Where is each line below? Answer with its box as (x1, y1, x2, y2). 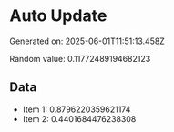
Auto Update (9, 5, 107, 26)
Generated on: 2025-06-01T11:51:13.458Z (9, 36, 166, 46)
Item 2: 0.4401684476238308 (22, 113, 137, 124)
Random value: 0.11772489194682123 (9, 53, 151, 64)
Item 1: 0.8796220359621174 (22, 104, 131, 115)
